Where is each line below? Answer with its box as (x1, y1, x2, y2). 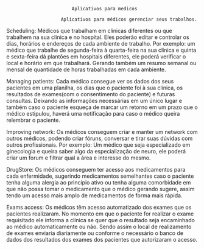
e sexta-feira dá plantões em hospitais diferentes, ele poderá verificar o (6, 53, 186, 60)
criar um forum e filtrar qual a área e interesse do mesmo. (6, 154, 151, 161)
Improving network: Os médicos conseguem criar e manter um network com (6, 128, 198, 135)
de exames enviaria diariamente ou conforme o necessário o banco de (6, 230, 184, 237)
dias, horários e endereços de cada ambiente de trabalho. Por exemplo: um (6, 40, 195, 47)
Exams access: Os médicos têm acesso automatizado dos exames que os (6, 204, 192, 211)
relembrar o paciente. (6, 116, 61, 124)
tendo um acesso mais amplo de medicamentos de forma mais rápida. (6, 192, 183, 199)
